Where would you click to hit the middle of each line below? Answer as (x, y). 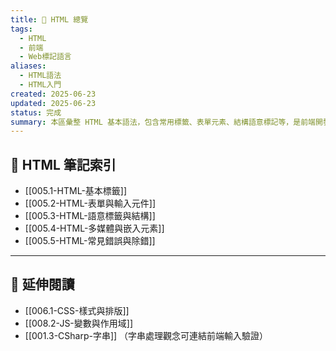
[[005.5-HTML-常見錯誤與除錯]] (90, 241)
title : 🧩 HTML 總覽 (49, 19)
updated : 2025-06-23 (53, 103)
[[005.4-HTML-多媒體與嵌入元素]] (94, 228)
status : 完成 (36, 112)
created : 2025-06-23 (53, 94)
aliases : (28, 66)
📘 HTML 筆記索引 (63, 164)
